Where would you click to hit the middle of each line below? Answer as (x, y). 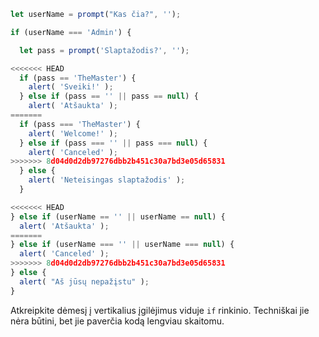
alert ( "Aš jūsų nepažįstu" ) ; (84, 281)
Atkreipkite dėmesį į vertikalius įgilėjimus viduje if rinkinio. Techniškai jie (160, 310)
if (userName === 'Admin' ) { (71, 32)
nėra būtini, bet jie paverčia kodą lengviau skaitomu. (117, 321)
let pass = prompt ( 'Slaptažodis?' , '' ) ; (104, 50)
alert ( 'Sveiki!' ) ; (71, 87)
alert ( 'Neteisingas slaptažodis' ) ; (107, 180)
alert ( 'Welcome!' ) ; (73, 133)
